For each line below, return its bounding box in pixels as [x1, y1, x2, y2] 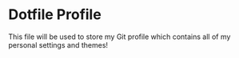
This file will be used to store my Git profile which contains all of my [8, 32, 231, 41]
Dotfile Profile [8, 6, 102, 24]
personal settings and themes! [8, 40, 109, 49]
